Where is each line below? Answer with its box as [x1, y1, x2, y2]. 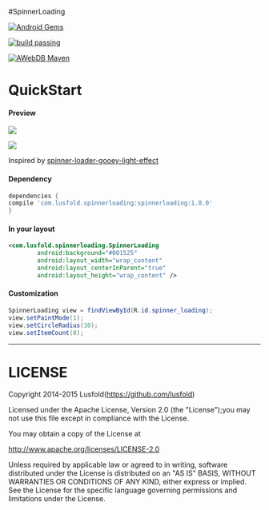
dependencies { [8, 192, 59, 200]
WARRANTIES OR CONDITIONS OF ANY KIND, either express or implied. [8, 477, 247, 487]
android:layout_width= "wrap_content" [37, 257, 163, 265]
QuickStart [8, 82, 82, 99]
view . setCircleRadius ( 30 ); [8, 321, 98, 329]
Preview [8, 108, 36, 118]
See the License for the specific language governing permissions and [8, 485, 238, 495]
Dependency [8, 173, 52, 183]
